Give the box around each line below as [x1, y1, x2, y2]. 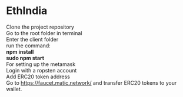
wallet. [6, 85, 22, 92]
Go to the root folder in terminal [6, 29, 82, 36]
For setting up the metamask [6, 60, 76, 68]
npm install [6, 48, 34, 55]
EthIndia [6, 4, 48, 18]
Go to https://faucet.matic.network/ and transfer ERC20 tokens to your [6, 79, 177, 86]
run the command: [6, 42, 51, 49]
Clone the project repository [6, 23, 75, 30]
